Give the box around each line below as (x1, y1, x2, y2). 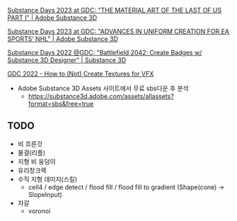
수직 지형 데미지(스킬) (17, 174, 78, 183)
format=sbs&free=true (28, 100, 94, 108)
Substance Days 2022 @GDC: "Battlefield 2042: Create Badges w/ (7, 49, 202, 56)
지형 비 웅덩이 (17, 157, 56, 165)
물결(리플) (17, 148, 46, 157)
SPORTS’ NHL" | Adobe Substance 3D (7, 35, 119, 43)
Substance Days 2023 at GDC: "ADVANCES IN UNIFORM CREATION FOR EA (7, 28, 230, 35)
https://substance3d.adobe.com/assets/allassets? (28, 92, 175, 100)
